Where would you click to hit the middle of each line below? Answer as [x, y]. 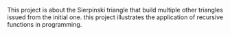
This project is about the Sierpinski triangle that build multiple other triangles [115, 10]
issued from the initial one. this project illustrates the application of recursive [115, 17]
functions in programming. [45, 24]
